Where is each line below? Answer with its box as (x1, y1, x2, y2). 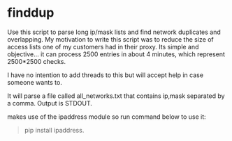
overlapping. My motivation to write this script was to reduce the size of (7, 35, 215, 43)
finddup (7, 5, 55, 21)
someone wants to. (7, 78, 63, 86)
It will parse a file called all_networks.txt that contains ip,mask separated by (7, 92, 225, 100)
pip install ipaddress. (24, 126, 85, 134)
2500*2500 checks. (7, 57, 66, 65)
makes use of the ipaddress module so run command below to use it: (7, 113, 206, 121)
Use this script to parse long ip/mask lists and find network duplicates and (7, 28, 222, 36)
